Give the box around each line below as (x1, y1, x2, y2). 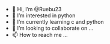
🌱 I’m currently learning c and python (11, 18, 104, 25)
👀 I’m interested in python (11, 12, 76, 19)
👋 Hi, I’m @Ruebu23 (11, 6, 62, 12)
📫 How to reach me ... (11, 32, 68, 38)
